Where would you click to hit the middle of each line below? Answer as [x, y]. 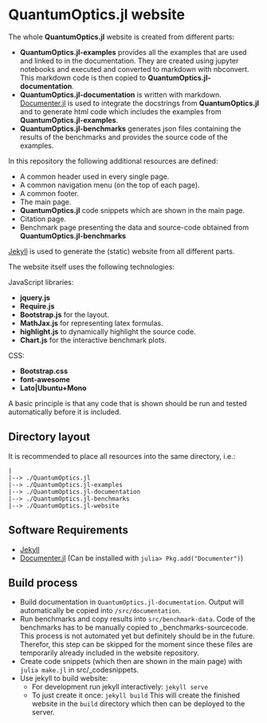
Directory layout [49, 437]
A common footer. [49, 193]
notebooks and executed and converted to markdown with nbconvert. [134, 69]
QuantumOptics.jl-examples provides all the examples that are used [133, 52]
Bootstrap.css [44, 371]
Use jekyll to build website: [64, 678]
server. [43, 713]
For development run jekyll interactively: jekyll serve [120, 687]
